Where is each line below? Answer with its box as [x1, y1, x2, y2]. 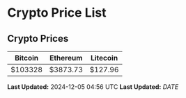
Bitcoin [15, 54, 39, 63]
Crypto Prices [7, 33, 69, 44]
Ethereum [49, 54, 83, 63]
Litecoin [90, 54, 118, 63]
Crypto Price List [7, 5, 107, 21]
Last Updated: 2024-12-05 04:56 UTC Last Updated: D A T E [7, 83, 179, 91]
